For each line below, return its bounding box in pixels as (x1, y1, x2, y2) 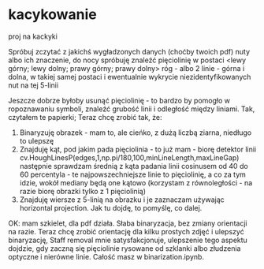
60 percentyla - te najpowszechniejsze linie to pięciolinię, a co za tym (19, 170, 247, 179)
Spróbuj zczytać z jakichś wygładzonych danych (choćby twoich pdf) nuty (8, 47, 251, 56)
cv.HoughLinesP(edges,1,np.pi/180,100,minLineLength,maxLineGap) (19, 152, 240, 163)
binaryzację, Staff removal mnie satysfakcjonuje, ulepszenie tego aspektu (8, 235, 248, 245)
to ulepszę (19, 136, 54, 145)
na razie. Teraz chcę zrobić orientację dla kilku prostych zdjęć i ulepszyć (8, 226, 244, 236)
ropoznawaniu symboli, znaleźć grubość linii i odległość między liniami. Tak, (8, 104, 255, 114)
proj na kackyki (8, 32, 58, 41)
